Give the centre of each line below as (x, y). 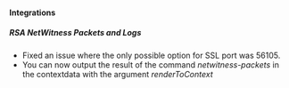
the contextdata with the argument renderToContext (118, 74)
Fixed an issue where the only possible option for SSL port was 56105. (151, 55)
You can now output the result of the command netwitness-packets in (150, 64)
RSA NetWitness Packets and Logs (75, 33)
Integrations (33, 12)
